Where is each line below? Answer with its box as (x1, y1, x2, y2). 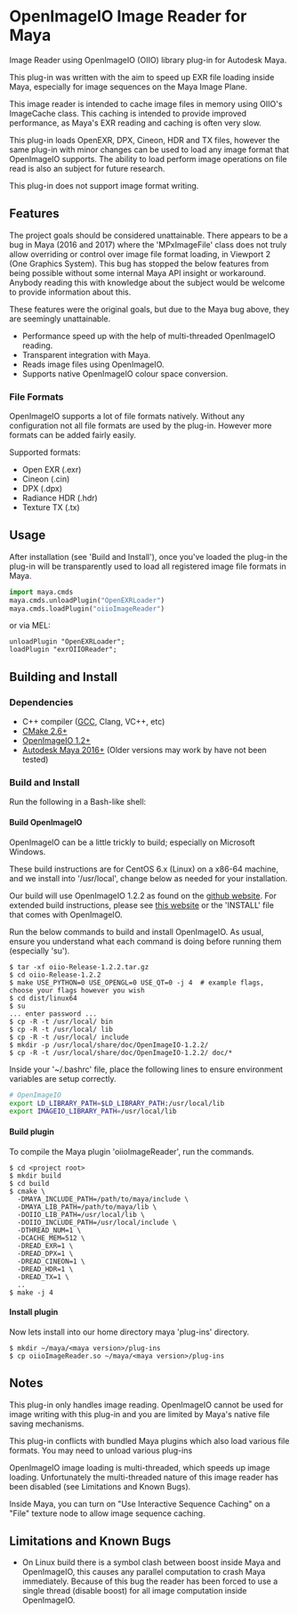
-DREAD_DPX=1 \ (17, 1249, 74, 1258)
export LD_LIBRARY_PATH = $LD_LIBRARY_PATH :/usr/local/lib (9, 1099, 225, 1107)
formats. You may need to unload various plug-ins (9, 1445, 193, 1456)
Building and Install (9, 669, 118, 685)
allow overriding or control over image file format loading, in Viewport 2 (9, 248, 271, 259)
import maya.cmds (9, 588, 74, 596)
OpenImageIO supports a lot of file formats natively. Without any (9, 411, 246, 422)
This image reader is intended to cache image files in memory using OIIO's (9, 98, 283, 109)
